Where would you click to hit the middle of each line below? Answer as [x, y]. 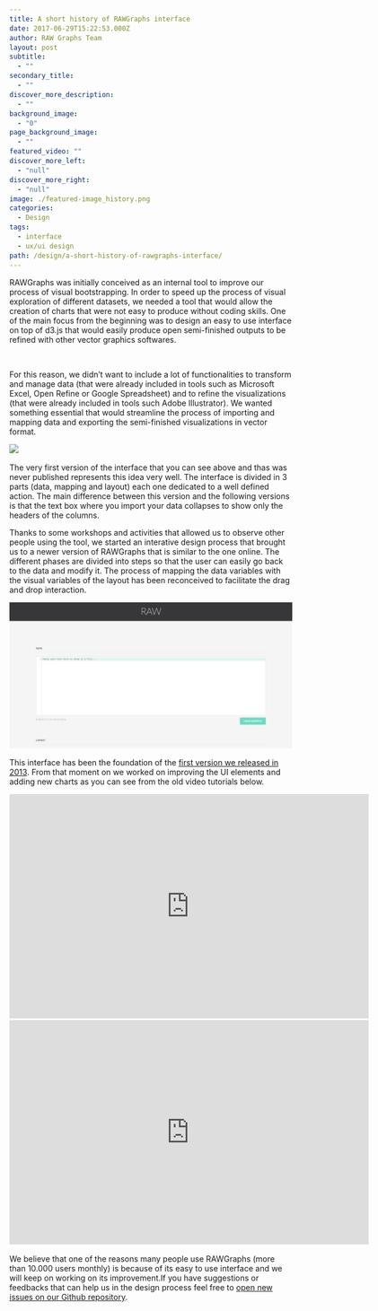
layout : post [34, 48]
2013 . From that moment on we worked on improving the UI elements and [145, 772]
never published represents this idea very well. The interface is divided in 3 [148, 476]
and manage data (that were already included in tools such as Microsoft [142, 384]
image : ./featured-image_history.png [80, 199]
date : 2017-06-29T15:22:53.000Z [70, 28]
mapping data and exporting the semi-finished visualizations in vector [138, 422]
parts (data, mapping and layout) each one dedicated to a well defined [139, 486]
